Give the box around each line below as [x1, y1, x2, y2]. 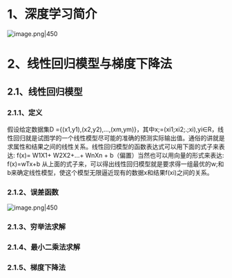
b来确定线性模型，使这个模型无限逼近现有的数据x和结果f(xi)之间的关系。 [7, 168, 213, 176]
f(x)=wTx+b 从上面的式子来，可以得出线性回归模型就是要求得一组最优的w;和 [7, 160, 224, 168]
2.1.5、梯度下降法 [7, 262, 66, 272]
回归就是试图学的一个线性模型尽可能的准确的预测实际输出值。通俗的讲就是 [12, 133, 225, 142]
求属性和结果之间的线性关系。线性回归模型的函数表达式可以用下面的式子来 [7, 142, 219, 151]
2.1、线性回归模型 [7, 86, 83, 98]
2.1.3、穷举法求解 [7, 222, 66, 232]
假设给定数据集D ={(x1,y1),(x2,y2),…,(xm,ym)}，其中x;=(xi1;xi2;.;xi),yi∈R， [7, 125, 218, 133]
